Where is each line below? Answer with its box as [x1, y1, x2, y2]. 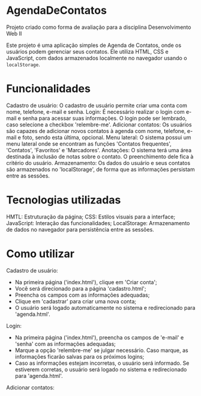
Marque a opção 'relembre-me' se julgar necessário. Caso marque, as [14, 347, 188, 354]
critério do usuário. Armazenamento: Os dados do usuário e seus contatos [6, 159, 191, 166]
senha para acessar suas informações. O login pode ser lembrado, [22, 114, 187, 122]
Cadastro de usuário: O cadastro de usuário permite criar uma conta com [6, 102, 187, 109]
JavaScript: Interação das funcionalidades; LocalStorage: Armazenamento [6, 219, 190, 226]
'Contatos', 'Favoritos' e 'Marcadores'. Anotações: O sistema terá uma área [6, 146, 192, 153]
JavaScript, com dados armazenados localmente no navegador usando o [6, 54, 187, 61]
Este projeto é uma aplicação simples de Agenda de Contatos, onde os [6, 42, 182, 49]
